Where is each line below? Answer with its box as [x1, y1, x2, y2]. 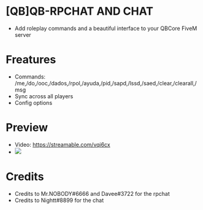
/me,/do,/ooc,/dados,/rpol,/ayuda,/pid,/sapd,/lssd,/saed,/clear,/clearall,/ [14, 79, 197, 87]
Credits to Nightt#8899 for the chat [14, 196, 104, 204]
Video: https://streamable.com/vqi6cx [14, 141, 111, 148]
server [14, 31, 31, 38]
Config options [14, 99, 53, 106]
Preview [6, 121, 48, 134]
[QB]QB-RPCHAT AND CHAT [6, 4, 154, 18]
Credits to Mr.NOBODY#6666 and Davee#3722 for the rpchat [14, 190, 170, 197]
